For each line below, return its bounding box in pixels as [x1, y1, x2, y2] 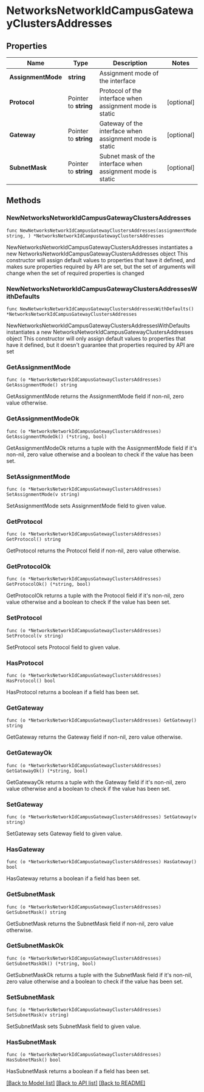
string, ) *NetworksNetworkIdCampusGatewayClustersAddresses [6, 232, 165, 239]
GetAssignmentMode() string [6, 382, 78, 388]
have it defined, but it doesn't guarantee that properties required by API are [6, 341, 194, 349]
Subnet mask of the [99, 152, 155, 160]
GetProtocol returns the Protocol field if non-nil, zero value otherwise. [6, 547, 181, 554]
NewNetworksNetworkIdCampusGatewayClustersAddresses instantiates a [6, 243, 193, 251]
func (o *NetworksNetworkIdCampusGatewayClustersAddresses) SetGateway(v [6, 813, 197, 820]
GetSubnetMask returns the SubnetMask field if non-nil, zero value [6, 920, 174, 927]
